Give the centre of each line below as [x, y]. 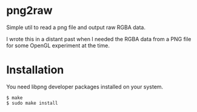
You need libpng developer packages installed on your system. [85, 87]
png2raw [29, 11]
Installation [35, 70]
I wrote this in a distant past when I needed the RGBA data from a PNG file [99, 39]
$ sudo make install [32, 103]
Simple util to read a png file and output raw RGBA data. [76, 27]
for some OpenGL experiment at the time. [58, 45]
